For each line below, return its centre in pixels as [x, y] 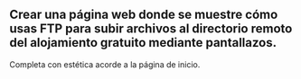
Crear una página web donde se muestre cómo [144, 15]
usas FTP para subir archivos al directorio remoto [151, 29]
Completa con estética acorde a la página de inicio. [105, 64]
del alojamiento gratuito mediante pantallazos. [143, 43]
